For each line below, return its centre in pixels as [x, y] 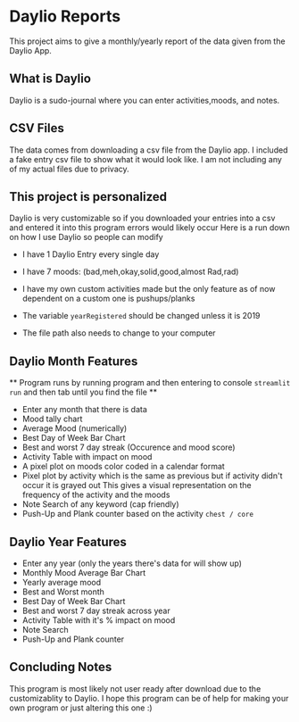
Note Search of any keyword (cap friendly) [101, 504]
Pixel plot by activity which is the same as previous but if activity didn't [152, 476]
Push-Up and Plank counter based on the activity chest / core [138, 514]
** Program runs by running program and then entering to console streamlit [150, 383]
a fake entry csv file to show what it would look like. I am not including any [146, 159]
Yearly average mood [61, 582]
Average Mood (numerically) [75, 428]
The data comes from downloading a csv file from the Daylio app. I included [149, 150]
